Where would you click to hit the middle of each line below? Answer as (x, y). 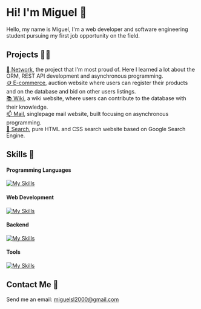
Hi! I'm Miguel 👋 (47, 12)
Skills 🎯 (20, 154)
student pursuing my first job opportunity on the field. (73, 35)
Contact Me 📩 (32, 285)
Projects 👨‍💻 (28, 55)
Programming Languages (39, 170)
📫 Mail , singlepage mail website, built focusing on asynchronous (87, 114)
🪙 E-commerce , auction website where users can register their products (97, 83)
